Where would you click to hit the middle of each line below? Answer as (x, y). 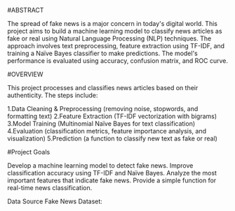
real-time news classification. (50, 188)
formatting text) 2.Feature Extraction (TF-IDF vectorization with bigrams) (112, 116)
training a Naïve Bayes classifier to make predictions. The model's (102, 53)
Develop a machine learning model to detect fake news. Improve (100, 166)
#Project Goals (29, 152)
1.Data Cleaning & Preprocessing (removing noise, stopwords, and (103, 109)
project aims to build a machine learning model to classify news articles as (115, 31)
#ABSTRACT (26, 10)
